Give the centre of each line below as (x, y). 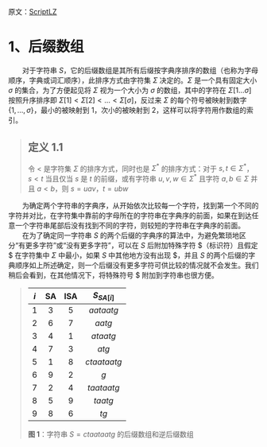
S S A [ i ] (104, 296)
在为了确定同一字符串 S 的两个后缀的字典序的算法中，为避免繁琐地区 (134, 235)
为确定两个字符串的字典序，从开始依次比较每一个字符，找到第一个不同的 (141, 206)
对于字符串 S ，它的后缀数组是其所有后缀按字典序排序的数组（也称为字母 (140, 70)
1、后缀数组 (46, 47)
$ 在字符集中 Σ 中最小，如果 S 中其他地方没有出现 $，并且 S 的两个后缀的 (128, 255)
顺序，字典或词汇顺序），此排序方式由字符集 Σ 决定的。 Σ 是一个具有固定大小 (133, 80)
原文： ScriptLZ (33, 12)
